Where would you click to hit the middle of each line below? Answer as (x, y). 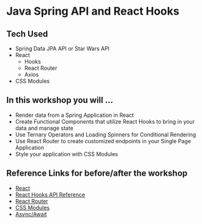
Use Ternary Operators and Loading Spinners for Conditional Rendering (106, 134)
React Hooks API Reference (50, 195)
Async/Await (31, 214)
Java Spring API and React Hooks (93, 11)
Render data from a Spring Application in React (74, 115)
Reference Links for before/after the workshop (97, 174)
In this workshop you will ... (60, 100)
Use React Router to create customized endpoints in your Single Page (103, 141)
